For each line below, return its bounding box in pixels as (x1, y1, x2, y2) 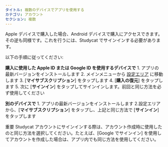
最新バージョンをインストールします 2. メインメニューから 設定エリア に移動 (5, 71, 163, 77)
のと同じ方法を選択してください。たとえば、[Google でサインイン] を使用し (5, 130, 162, 136)
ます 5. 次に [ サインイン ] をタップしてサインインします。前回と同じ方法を (5, 84, 157, 90)
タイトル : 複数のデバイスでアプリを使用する (5, 7, 84, 13)
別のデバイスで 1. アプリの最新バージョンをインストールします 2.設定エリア (5, 101, 161, 107)
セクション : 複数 (5, 17, 36, 22)
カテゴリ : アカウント (5, 12, 44, 17)
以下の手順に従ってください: (5, 54, 64, 60)
